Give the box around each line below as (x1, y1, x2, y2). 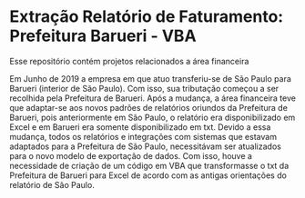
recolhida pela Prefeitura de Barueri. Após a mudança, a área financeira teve (9, 93, 296, 104)
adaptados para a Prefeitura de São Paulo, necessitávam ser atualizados (9, 141, 282, 152)
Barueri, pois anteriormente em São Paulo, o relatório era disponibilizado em (9, 112, 296, 123)
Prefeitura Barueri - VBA (9, 25, 198, 46)
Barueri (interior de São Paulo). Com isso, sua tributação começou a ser (9, 83, 280, 94)
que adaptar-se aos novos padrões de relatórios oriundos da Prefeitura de (9, 102, 289, 113)
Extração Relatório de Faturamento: (9, 6, 284, 27)
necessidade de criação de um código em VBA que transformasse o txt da (9, 160, 290, 171)
